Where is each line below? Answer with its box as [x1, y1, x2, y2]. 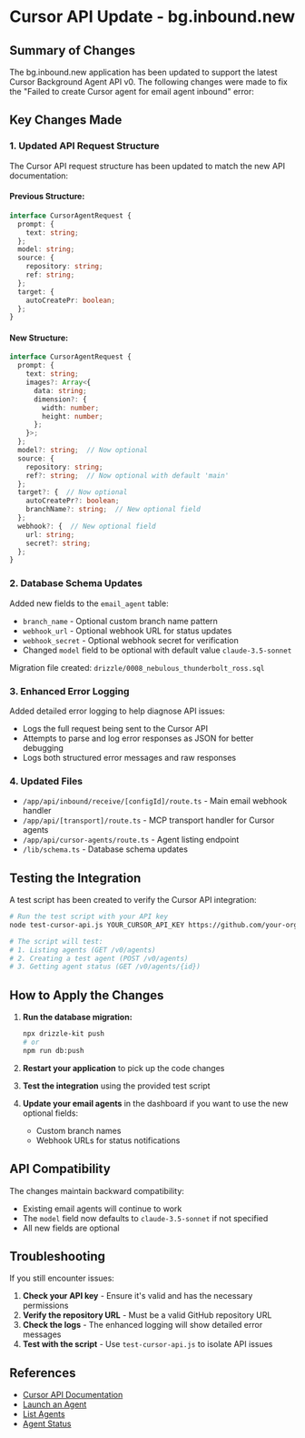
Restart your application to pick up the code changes [22, 1062, 225, 1073]
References [9, 1365, 76, 1381]
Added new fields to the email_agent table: [9, 598, 170, 609]
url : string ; [25, 530, 75, 539]
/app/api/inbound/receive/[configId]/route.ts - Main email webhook [22, 795, 288, 806]
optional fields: [22, 1108, 79, 1119]
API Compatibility [9, 1161, 111, 1177]
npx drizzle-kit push [22, 1029, 104, 1038]
